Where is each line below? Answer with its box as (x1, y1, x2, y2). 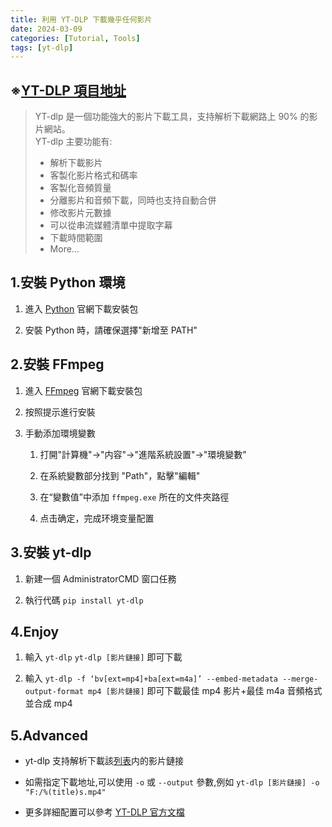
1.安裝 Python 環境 (10, 274, 126, 291)
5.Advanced (10, 727, 89, 744)
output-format (24, 687, 84, 697)
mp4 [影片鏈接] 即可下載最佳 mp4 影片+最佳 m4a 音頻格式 (88, 685, 323, 697)
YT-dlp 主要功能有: (34, 136, 113, 148)
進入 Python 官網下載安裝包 (24, 302, 139, 315)
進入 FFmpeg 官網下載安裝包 (24, 384, 143, 396)
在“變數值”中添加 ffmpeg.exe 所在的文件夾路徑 (39, 491, 230, 503)
